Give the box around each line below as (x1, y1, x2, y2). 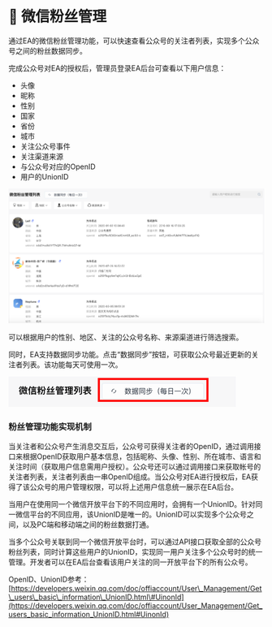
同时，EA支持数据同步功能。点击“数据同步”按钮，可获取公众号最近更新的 (8, 350, 252, 360)
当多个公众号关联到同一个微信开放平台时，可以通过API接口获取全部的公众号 (8, 537, 262, 547)
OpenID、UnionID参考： (8, 574, 89, 584)
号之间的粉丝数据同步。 (8, 45, 87, 55)
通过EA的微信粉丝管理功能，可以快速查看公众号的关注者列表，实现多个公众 (8, 36, 260, 45)
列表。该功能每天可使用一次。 (22, 360, 123, 370)
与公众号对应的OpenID (19, 162, 96, 171)
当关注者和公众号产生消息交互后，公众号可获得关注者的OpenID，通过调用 (8, 441, 254, 451)
